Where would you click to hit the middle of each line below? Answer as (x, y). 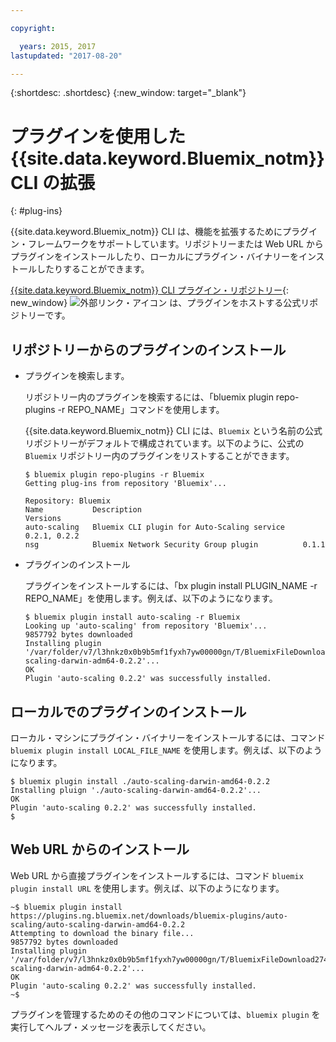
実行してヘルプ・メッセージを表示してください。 (111, 1027)
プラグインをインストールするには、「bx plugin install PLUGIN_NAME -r (171, 586)
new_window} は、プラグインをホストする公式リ (160, 303)
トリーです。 (44, 315)
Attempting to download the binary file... (102, 933)
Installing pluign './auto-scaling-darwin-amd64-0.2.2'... (136, 790)
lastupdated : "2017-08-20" (66, 56)
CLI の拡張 (53, 182)
